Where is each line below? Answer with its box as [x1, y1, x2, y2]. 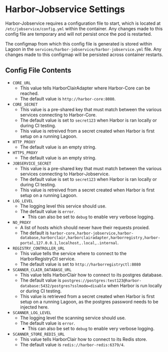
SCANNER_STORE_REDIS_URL [12, 332, 65, 337]
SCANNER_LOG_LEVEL [12, 310, 51, 315]
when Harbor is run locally [107, 282, 162, 288]
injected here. [20, 304, 49, 310]
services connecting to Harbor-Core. [20, 112, 97, 118]
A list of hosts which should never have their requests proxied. [20, 224, 150, 230]
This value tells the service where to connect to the [20, 250, 127, 256]
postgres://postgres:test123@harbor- [62, 278, 142, 283]
